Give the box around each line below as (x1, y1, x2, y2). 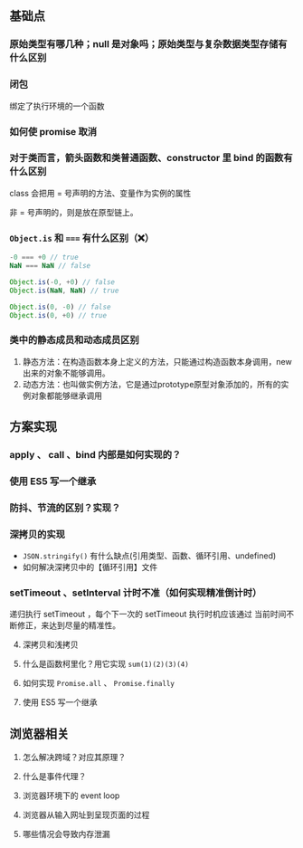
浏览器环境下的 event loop (22, 790, 120, 801)
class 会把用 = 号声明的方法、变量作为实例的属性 (9, 187, 192, 198)
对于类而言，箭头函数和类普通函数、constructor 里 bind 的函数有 (9, 152, 293, 165)
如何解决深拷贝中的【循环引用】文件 (22, 562, 158, 573)
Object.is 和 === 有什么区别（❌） (9, 232, 155, 244)
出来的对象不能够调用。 (22, 367, 110, 378)
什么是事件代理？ (22, 771, 87, 782)
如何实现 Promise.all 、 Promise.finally (22, 678, 175, 689)
